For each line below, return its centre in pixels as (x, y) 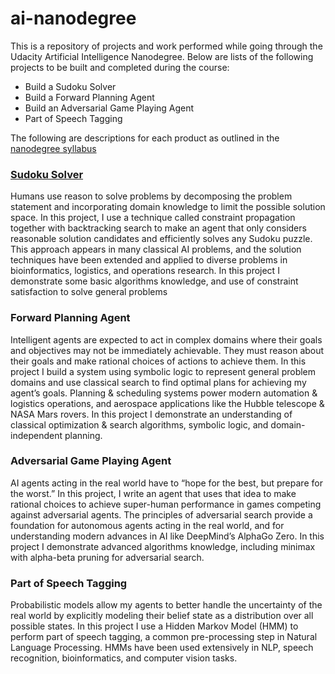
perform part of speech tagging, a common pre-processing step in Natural (164, 637)
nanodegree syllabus (53, 148)
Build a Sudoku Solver (70, 86)
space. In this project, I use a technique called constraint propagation (153, 218)
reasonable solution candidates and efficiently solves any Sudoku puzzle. (161, 239)
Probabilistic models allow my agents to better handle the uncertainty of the (166, 605)
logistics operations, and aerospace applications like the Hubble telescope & (167, 403)
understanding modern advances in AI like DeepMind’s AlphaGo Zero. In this (167, 536)
